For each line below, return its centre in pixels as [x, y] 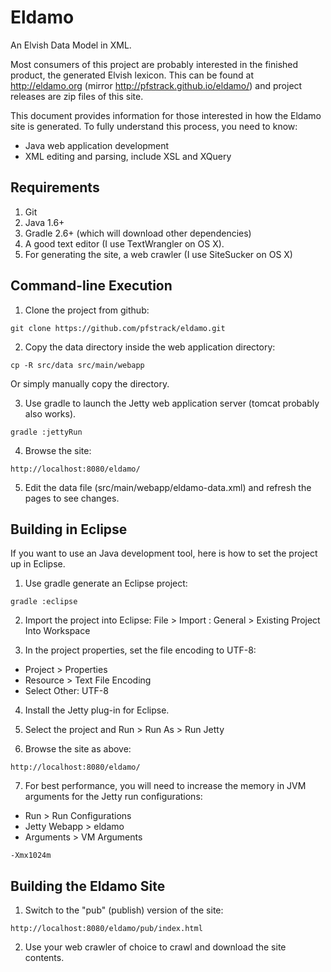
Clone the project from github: [87, 310]
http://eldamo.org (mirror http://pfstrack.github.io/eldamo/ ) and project [156, 85]
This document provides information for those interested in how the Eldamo [166, 115]
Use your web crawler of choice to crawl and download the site [155, 947]
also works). [50, 413]
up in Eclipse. [38, 564]
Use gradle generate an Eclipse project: [106, 583]
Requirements [55, 187]
